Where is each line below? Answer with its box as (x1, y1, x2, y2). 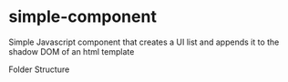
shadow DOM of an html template (8, 46, 135, 56)
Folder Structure (8, 64, 70, 75)
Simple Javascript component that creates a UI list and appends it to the (8, 36, 280, 47)
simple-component (8, 6, 157, 27)
